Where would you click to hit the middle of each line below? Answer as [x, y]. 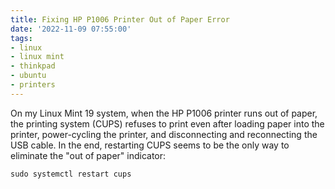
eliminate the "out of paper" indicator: [88, 155]
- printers [33, 85]
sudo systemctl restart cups [71, 174]
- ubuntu [28, 76]
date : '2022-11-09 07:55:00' [71, 29]
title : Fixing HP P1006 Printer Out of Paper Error [120, 19]
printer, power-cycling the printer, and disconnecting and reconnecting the [164, 134]
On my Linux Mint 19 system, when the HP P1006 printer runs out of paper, [164, 113]
